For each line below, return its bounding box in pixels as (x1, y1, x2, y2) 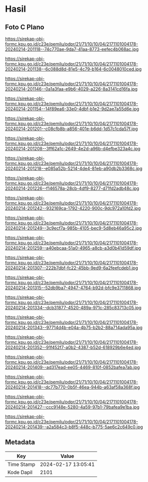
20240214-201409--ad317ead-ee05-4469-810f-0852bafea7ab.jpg (5, 365, 140, 370)
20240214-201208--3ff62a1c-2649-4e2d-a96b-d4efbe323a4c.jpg (5, 146, 141, 151)
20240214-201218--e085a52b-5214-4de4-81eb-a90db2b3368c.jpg (5, 165, 143, 171)
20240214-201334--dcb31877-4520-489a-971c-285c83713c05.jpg (5, 305, 142, 310)
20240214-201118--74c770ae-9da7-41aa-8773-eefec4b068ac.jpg (5, 46, 139, 52)
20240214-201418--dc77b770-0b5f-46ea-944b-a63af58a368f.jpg (5, 384, 140, 390)
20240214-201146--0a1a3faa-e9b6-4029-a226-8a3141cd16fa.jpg (5, 86, 138, 92)
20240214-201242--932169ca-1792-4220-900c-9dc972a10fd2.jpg (5, 206, 141, 211)
